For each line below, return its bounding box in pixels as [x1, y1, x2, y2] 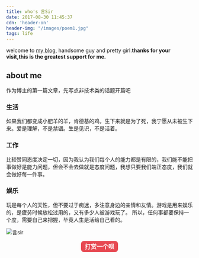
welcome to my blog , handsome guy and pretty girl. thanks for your [6, 47, 171, 54]
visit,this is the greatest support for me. [6, 53, 107, 60]
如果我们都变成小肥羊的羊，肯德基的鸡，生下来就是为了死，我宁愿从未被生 [6, 118, 188, 125]
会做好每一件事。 [6, 170, 48, 178]
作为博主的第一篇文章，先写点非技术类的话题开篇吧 [6, 86, 131, 93]
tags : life [6, 31, 33, 37]
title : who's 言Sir [6, 8, 53, 15]
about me [6, 70, 42, 80]
